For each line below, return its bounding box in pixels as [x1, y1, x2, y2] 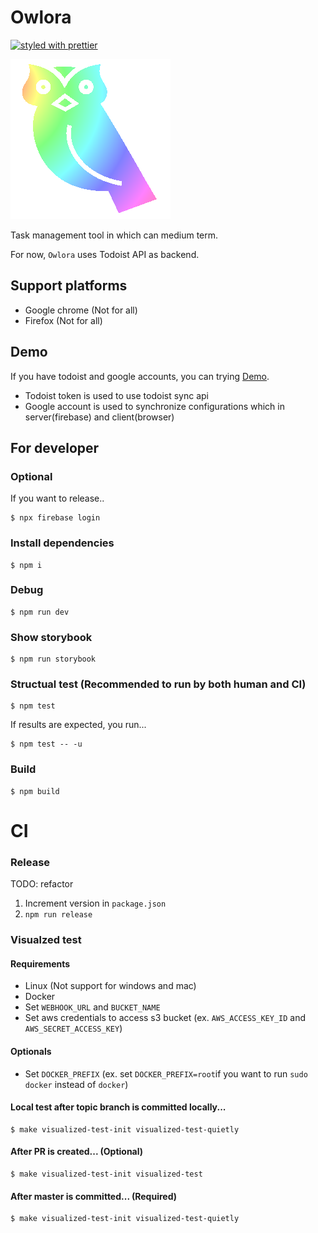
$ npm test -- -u [10, 739, 83, 750]
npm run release [24, 910, 93, 920]
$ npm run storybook [10, 654, 97, 665]
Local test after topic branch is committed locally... [10, 1101, 227, 1113]
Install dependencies [10, 536, 115, 550]
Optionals [10, 1045, 52, 1057]
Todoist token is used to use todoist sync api [24, 389, 209, 401]
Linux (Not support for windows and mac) [24, 980, 197, 992]
